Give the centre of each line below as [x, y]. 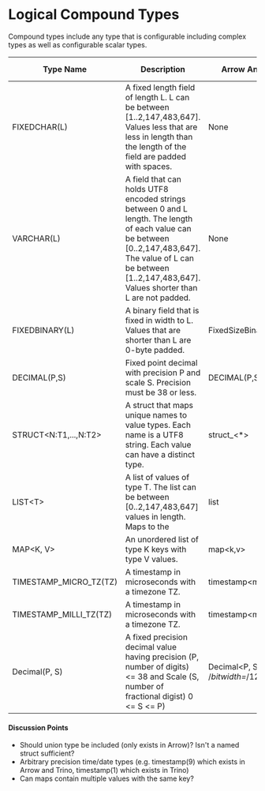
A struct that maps [159, 405]
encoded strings [155, 199]
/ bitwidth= [227, 677]
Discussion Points [38, 727]
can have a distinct [160, 454]
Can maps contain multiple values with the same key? [107, 778]
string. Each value [158, 444]
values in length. [155, 516]
